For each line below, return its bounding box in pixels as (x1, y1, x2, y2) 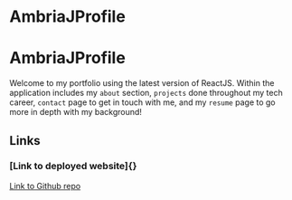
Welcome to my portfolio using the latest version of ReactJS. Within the (9, 78, 275, 89)
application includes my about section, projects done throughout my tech (9, 88, 283, 99)
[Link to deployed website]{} (9, 160, 137, 173)
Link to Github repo (9, 180, 81, 191)
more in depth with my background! (9, 107, 143, 118)
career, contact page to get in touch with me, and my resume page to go (9, 97, 276, 108)
